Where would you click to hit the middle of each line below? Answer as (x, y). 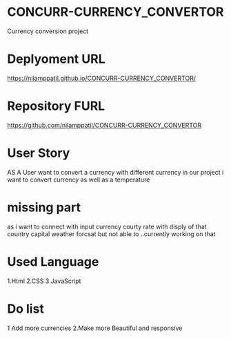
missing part (44, 207)
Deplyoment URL (56, 59)
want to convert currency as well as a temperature (79, 180)
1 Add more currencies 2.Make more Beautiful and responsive (95, 328)
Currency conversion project (48, 31)
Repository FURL (56, 106)
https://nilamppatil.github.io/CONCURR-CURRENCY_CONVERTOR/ (102, 78)
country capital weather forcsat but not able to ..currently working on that (111, 234)
